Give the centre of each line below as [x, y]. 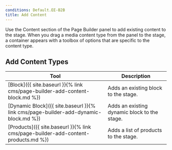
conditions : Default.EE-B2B [35, 10]
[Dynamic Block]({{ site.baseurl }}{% [52, 106]
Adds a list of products [135, 130]
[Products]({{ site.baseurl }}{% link [49, 127]
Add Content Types [37, 62]
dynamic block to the [133, 112]
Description [136, 76]
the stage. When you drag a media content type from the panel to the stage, [85, 35]
